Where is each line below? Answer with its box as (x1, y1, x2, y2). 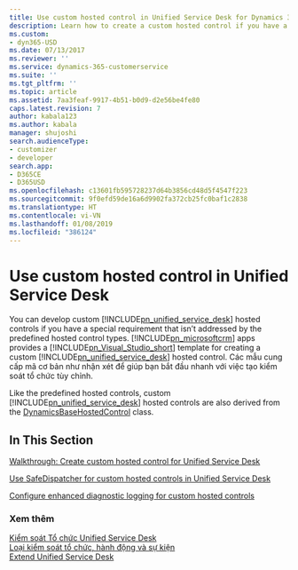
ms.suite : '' (9, 71, 58, 80)
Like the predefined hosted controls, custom (9, 388, 171, 399)
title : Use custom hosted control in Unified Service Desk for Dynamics (9, 12, 284, 22)
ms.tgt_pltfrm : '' (9, 79, 77, 88)
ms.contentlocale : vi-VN (9, 210, 101, 220)
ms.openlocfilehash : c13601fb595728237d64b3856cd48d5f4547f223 (9, 186, 248, 195)
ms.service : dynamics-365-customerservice (9, 63, 169, 72)
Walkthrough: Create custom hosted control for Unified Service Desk (9, 456, 261, 467)
